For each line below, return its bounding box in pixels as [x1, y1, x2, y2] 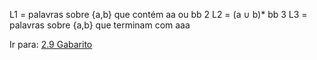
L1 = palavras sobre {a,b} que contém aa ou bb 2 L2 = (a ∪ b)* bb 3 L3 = [9, 9, 308, 20]
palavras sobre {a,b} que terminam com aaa [9, 19, 191, 31]
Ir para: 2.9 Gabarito [9, 39, 93, 50]
